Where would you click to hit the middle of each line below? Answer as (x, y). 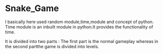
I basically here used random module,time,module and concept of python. (79, 22)
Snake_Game (32, 8)
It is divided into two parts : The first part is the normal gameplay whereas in (82, 41)
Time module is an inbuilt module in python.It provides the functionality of (79, 27)
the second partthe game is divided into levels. (52, 46)
